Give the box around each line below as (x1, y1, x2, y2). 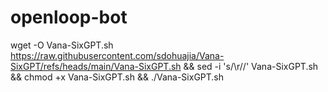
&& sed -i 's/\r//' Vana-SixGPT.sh (183, 60, 319, 72)
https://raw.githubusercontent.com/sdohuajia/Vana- (10, 49, 225, 61)
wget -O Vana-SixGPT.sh (10, 39, 114, 51)
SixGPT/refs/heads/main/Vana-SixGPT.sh (10, 60, 182, 72)
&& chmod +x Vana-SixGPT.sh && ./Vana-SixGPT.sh (10, 71, 225, 83)
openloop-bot (10, 6, 128, 29)
